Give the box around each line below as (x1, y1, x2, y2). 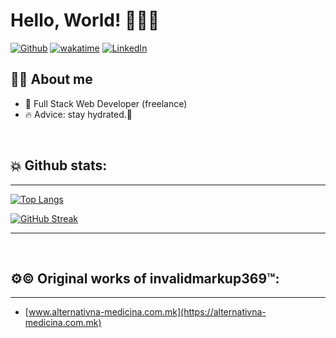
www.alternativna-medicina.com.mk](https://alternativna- (28, 306, 267, 318)
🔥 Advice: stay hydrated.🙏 (24, 108, 133, 120)
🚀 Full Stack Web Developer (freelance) (24, 97, 188, 109)
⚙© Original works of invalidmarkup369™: (10, 270, 280, 287)
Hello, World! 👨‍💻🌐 (10, 9, 160, 32)
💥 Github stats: (10, 157, 108, 174)
